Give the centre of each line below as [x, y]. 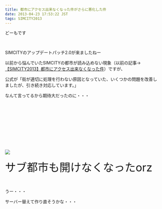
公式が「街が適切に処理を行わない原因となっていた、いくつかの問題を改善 [79, 79]
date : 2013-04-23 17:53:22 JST [37, 14]
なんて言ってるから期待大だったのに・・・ [47, 96]
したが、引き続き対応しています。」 [44, 85]
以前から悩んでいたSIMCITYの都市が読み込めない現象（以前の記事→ [73, 63]
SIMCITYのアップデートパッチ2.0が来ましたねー [53, 53]
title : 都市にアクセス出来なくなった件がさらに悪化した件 [56, 9]
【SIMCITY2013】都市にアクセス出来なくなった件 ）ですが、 [65, 69]
